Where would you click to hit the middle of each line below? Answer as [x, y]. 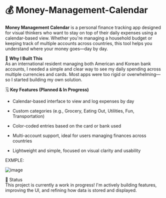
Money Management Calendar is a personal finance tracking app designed [83, 27]
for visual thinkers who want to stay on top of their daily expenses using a [81, 32]
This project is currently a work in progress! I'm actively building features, [81, 185]
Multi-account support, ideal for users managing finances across [79, 135]
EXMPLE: [14, 160]
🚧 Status [14, 179]
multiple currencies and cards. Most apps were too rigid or [65, 74]
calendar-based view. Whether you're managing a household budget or [79, 38]
